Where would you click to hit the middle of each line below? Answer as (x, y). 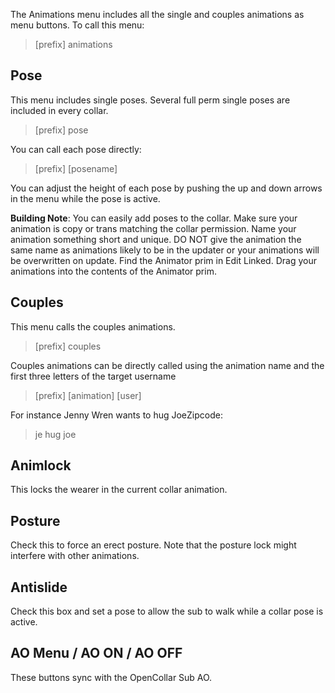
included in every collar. (59, 110)
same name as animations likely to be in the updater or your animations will (165, 250)
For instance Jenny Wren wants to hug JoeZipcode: (116, 415)
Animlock (41, 465)
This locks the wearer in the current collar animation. (119, 490)
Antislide (39, 587)
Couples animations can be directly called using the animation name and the (167, 365)
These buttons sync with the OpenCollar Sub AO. (111, 677)
